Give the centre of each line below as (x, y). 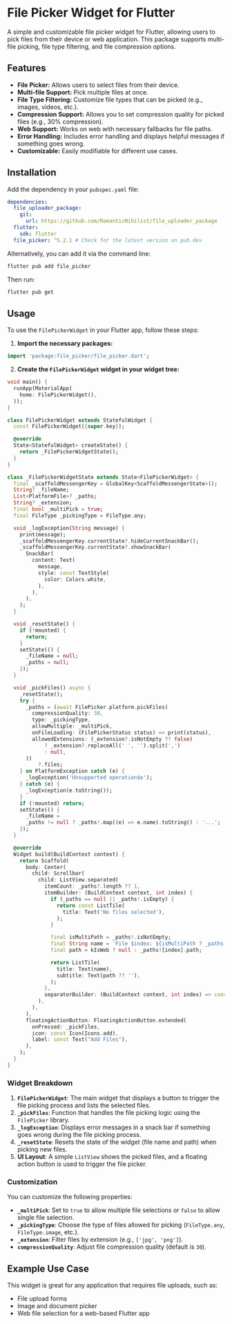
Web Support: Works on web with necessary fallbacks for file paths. (115, 128)
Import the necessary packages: (65, 344)
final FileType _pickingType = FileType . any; (80, 516)
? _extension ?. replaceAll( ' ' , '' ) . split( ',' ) (112, 746)
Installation (32, 173)
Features (27, 68)
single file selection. (46, 1218)
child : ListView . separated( (78, 880)
